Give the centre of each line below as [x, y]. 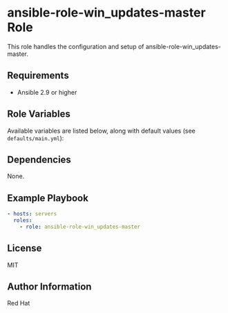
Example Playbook [48, 198]
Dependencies [39, 159]
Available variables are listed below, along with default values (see [101, 131]
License [25, 248]
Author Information [49, 287]
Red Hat [19, 303]
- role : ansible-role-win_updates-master [80, 227]
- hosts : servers [32, 214]
